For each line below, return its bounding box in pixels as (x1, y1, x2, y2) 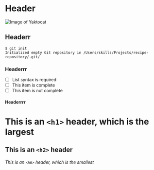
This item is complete (12, 82, 55, 88)
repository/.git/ (5, 54, 40, 59)
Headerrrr (5, 99, 26, 105)
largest (5, 127, 34, 137)
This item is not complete (12, 88, 63, 94)
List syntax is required (12, 77, 57, 83)
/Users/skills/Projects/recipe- (83, 50, 149, 55)
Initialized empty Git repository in (5, 50, 82, 55)
